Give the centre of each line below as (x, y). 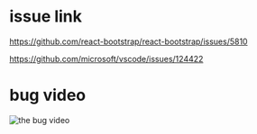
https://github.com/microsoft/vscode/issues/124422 (106, 58)
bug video (48, 95)
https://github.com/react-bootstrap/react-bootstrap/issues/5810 (128, 41)
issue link (46, 17)
